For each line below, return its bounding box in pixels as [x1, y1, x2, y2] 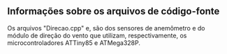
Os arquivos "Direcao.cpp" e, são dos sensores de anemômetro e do [7, 24, 205, 32]
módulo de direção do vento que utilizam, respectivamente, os [7, 31, 187, 39]
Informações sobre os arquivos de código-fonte [7, 6, 220, 17]
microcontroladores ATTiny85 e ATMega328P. [7, 38, 141, 47]
